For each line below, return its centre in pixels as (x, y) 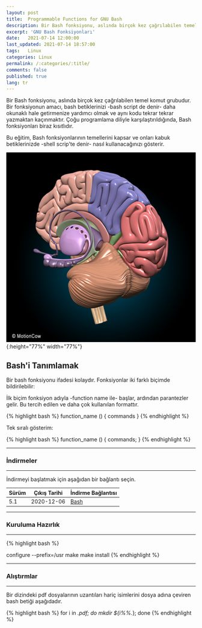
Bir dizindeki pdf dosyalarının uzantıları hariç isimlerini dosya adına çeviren (99, 595)
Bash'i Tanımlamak (43, 365)
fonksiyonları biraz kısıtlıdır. (40, 126)
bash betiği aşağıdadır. (34, 602)
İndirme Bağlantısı (93, 493)
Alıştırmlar (22, 576)
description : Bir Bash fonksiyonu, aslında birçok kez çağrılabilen (94, 25)
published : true (26, 76)
